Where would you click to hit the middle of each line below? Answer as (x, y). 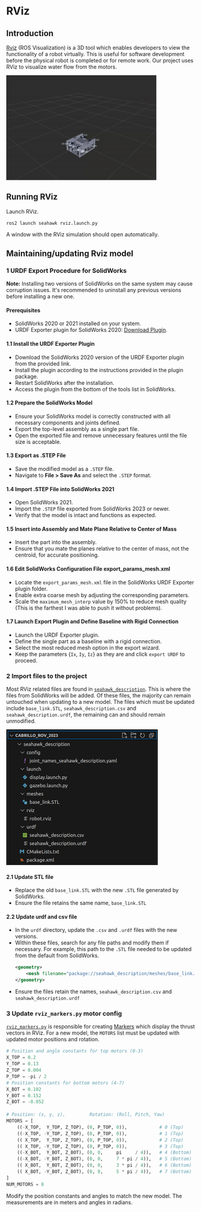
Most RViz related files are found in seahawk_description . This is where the (98, 689)
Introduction (30, 33)
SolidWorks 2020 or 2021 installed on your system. (78, 323)
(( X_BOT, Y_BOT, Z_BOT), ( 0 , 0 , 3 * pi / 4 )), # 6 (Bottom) (104, 1165)
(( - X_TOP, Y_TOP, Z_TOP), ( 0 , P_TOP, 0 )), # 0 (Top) (100, 1127)
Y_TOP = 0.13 (22, 1064)
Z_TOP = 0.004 (24, 1070)
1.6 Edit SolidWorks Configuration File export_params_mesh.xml (88, 569)
